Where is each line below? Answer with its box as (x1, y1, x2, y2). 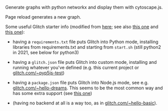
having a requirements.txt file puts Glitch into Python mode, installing (12, 39, 158, 45)
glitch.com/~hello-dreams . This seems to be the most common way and (12, 85, 163, 91)
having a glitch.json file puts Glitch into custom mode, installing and (12, 59, 157, 65)
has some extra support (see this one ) (12, 90, 93, 96)
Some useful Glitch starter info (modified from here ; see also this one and (5, 24, 158, 30)
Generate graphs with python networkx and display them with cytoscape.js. (5, 5, 163, 10)
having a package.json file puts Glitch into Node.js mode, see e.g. (12, 80, 149, 85)
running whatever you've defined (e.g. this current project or (12, 65, 139, 70)
